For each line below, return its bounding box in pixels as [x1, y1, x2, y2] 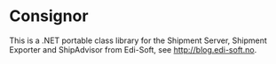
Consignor [9, 6, 89, 26]
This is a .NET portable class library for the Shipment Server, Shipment [9, 35, 268, 46]
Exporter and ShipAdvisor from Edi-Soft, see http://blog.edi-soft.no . [9, 44, 257, 54]
